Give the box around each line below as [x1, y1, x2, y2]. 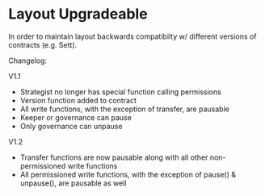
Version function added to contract [19, 95, 137, 105]
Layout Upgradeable [8, 5, 148, 23]
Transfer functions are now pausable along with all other [19, 152, 208, 162]
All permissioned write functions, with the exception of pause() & [19, 169, 237, 179]
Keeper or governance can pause [19, 112, 132, 122]
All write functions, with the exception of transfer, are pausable [19, 104, 230, 114]
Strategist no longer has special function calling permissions [19, 86, 222, 97]
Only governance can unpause [19, 121, 123, 131]
